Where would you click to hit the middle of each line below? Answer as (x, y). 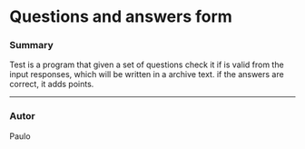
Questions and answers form (121, 17)
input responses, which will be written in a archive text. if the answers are (147, 74)
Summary (32, 45)
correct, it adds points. (52, 84)
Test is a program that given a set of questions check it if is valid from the (147, 65)
